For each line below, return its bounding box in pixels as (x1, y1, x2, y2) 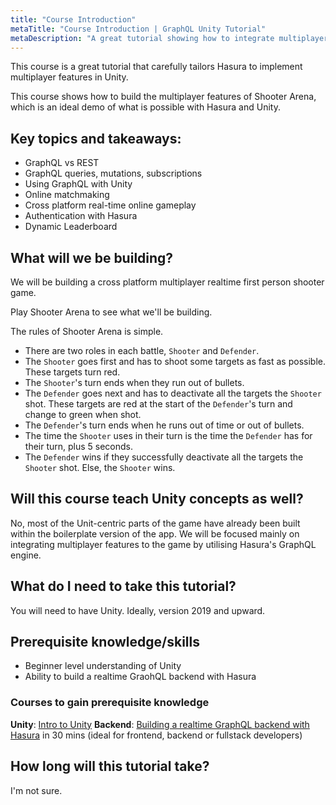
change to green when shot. (24, 409, 142, 420)
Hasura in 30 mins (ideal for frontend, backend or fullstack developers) (10, 729, 303, 741)
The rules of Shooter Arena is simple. (10, 326, 164, 337)
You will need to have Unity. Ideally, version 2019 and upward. (10, 604, 266, 616)
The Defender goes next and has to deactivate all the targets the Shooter (24, 387, 322, 399)
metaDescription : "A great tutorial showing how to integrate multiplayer (10, 33, 329, 43)
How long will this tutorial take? (10, 758, 210, 775)
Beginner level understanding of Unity (24, 660, 182, 672)
